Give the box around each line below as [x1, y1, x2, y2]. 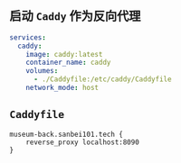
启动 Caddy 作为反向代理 [9, 8, 141, 24]
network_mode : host [25, 84, 100, 93]
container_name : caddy [25, 58, 111, 68]
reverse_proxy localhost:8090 [25, 138, 140, 147]
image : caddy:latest [25, 50, 103, 59]
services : [9, 32, 47, 42]
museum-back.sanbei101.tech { [9, 130, 124, 139]
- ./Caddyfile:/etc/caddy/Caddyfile [33, 75, 172, 84]
